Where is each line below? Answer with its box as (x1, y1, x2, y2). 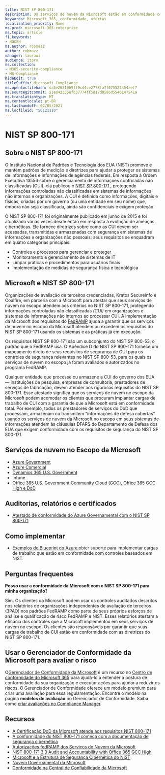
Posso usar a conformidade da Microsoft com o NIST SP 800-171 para (5, 582, 150, 589)
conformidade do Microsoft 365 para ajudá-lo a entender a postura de (5, 674, 147, 680)
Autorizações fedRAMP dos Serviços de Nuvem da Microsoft (12, 743, 136, 749)
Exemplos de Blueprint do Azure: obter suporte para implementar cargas (12, 545, 158, 551)
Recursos (5, 715, 35, 723)
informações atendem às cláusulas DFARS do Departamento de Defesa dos (5, 421, 158, 427)
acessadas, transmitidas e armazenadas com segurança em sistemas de (5, 229, 152, 235)
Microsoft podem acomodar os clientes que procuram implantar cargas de (5, 395, 156, 401)
